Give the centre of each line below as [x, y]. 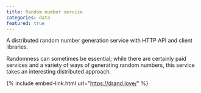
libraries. [17, 47]
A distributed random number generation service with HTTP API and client [100, 41]
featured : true [26, 23]
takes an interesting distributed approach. [59, 72]
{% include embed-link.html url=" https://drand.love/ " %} [77, 83]
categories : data [28, 18]
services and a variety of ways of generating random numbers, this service [100, 65]
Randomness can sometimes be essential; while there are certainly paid [97, 59]
